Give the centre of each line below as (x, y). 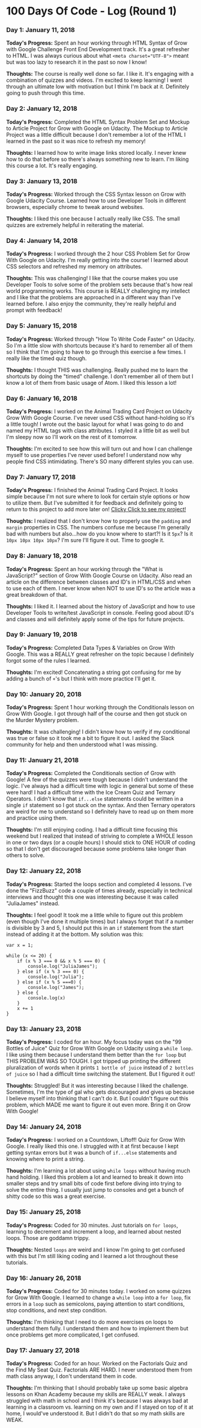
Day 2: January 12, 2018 (42, 108)
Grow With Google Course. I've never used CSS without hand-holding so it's (100, 417)
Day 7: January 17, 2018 (41, 477)
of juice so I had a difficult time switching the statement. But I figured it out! (100, 1074)
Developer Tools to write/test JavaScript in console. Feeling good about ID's (100, 613)
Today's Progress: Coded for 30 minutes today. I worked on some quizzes (99, 1291)
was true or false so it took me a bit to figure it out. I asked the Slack (90, 738)
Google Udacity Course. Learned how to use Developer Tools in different (96, 201)
